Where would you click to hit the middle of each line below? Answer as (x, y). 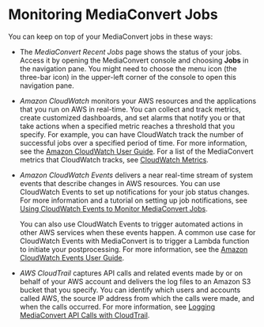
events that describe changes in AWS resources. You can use (120, 183)
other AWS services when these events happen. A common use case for (138, 232)
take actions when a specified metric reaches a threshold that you (127, 126)
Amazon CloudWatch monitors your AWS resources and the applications (138, 101)
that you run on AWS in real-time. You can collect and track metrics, (130, 109)
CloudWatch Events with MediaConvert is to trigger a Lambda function (134, 241)
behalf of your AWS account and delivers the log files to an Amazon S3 (135, 281)
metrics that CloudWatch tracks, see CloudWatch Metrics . (114, 159)
